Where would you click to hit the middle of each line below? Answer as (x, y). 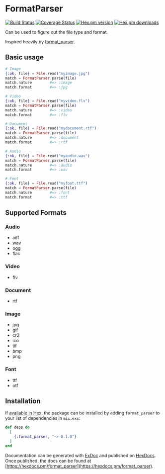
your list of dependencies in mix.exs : (43, 418)
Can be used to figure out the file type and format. (57, 32)
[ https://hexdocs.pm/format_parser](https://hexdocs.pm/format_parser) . (79, 466)
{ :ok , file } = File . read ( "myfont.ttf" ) (46, 184)
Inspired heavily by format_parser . (40, 42)
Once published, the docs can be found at (48, 461)
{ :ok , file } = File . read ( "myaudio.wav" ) (48, 156)
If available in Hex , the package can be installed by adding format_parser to (82, 413)
